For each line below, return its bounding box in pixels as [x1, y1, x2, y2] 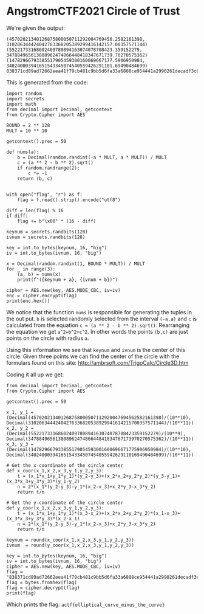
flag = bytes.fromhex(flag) [6, 579, 78, 585]
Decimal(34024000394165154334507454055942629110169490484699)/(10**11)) [6, 452, 194, 458]
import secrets [6, 95, 45, 102]
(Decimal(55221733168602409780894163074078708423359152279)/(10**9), [6, 430, 186, 436]
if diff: [6, 213, 29, 219]
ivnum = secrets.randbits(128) [6, 234, 86, 240]
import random [6, 90, 42, 97]
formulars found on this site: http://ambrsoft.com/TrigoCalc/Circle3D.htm [6, 359, 189, 366]
